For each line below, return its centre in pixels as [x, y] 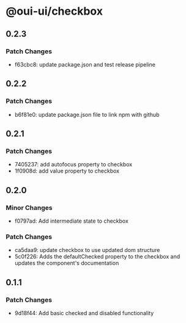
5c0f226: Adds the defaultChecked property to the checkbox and [97, 257]
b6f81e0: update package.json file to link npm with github [87, 114]
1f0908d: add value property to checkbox [67, 171]
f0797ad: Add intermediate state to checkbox [72, 221]
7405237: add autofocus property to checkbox [73, 165]
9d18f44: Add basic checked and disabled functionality [84, 313]
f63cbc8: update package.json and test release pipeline [85, 64]
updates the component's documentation [67, 263]
